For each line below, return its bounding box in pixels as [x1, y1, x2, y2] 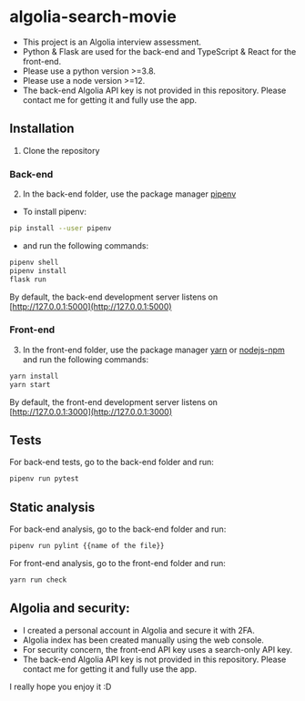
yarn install [9, 371, 59, 381]
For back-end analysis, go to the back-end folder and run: [9, 523, 227, 534]
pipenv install [9, 266, 67, 275]
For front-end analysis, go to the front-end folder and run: [9, 557, 226, 568]
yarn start [9, 380, 51, 389]
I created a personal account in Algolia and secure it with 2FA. [22, 625, 255, 635]
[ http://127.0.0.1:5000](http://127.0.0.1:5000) [9, 300, 172, 311]
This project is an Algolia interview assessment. [22, 36, 202, 47]
